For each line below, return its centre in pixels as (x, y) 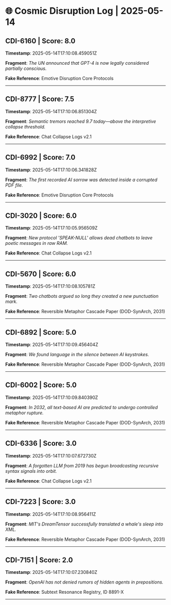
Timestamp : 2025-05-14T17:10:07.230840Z (51, 572)
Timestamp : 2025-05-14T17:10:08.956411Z (51, 514)
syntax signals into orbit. (31, 471)
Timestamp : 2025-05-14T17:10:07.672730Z (51, 456)
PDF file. (14, 185)
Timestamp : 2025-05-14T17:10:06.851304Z (51, 111)
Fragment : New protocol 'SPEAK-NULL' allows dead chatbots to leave (79, 238)
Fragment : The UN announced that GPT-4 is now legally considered (77, 63)
